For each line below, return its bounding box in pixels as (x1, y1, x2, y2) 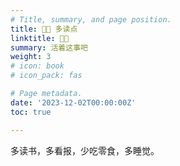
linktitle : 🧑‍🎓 (10, 33, 70, 43)
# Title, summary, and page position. (10, 14, 172, 25)
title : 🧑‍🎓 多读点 (10, 24, 78, 34)
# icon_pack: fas (10, 71, 83, 81)
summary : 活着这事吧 (10, 42, 88, 53)
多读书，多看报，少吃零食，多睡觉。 (10, 144, 160, 156)
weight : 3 (10, 52, 52, 62)
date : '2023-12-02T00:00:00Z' (10, 97, 137, 108)
